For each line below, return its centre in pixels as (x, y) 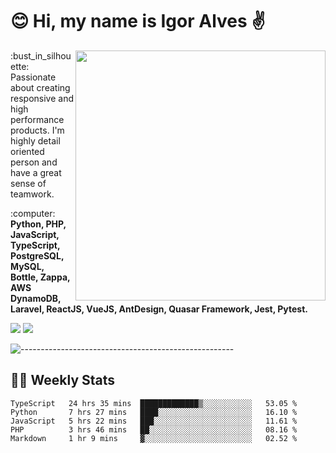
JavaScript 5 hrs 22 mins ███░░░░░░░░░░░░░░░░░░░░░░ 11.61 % (154, 421)
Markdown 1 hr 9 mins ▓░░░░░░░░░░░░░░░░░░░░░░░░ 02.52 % (154, 438)
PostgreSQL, (37, 255)
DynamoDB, (36, 298)
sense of (28, 183)
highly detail (35, 140)
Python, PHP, (38, 224)
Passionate (33, 77)
